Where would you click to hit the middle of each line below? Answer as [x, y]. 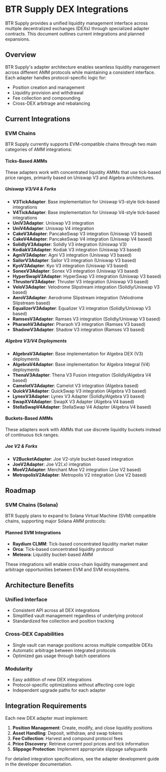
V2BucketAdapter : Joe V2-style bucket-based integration [73, 459]
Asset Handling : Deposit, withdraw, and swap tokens [67, 733]
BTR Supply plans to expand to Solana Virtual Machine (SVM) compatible [81, 516]
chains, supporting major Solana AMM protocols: [56, 521]
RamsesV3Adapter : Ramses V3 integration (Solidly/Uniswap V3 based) [87, 319]
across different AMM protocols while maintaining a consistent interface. [80, 72]
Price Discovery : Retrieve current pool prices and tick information [80, 743]
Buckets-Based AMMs [29, 418]
